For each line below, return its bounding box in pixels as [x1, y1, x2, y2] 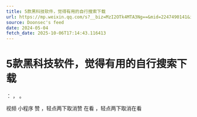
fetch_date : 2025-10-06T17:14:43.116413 [6, 30, 107, 36]
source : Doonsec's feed [6, 19, 64, 25]
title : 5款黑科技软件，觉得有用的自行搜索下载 [6, 8, 106, 15]
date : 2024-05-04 [6, 25, 49, 31]
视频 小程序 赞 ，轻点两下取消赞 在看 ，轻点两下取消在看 [6, 105, 142, 112]
